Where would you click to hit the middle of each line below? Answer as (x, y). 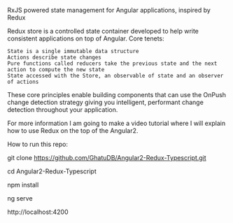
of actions (23, 82)
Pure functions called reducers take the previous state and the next (112, 64)
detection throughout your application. (63, 110)
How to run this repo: (38, 144)
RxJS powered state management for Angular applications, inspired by (109, 10)
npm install (23, 185)
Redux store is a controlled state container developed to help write (103, 31)
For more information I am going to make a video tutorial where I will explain (116, 123)
